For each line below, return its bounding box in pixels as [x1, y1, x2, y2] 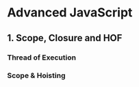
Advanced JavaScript [7, 5, 133, 21]
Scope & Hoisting [7, 71, 66, 80]
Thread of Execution [7, 53, 77, 62]
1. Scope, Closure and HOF [7, 32, 123, 44]
